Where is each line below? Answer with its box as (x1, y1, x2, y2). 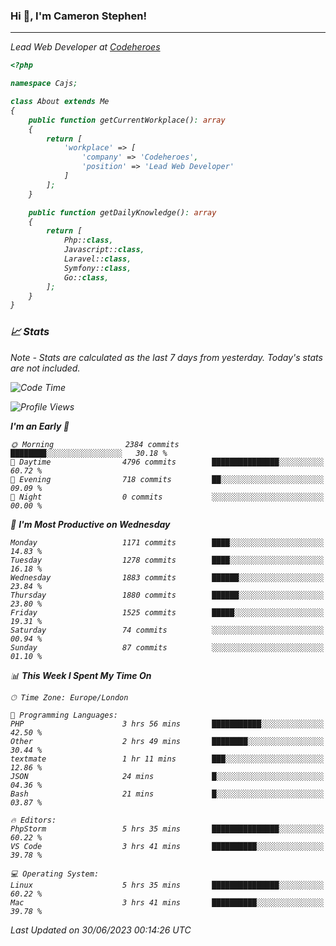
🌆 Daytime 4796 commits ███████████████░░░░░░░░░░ (10, 457, 325, 467)
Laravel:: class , (63, 254, 132, 264)
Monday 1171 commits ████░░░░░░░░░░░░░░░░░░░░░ (10, 537, 325, 548)
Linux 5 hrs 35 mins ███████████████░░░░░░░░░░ (10, 880, 325, 890)
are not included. (10, 362, 81, 374)
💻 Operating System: (10, 869, 100, 879)
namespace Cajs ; (10, 79, 78, 89)
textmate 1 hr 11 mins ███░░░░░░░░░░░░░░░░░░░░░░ (10, 754, 325, 764)
